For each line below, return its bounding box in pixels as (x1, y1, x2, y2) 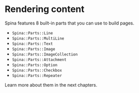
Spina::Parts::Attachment (12, 57, 66, 62)
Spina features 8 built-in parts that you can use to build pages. (5, 20, 134, 26)
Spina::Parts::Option (12, 62, 57, 67)
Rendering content (5, 3, 85, 15)
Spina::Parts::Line (12, 30, 53, 35)
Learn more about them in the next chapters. (5, 81, 98, 88)
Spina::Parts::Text (12, 41, 53, 46)
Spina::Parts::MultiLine (12, 36, 64, 41)
